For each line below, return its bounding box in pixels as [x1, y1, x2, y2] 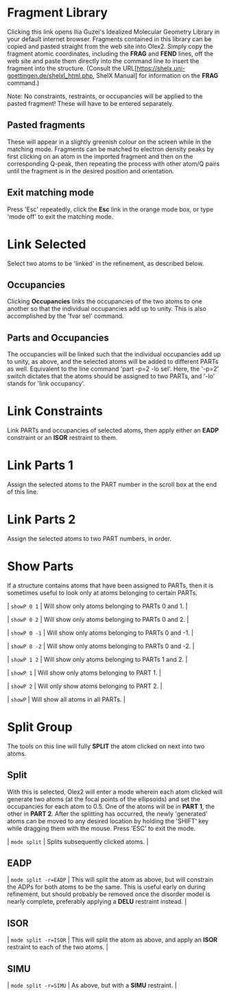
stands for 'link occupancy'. [7, 380, 86, 388]
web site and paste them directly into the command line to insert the [7, 56, 200, 65]
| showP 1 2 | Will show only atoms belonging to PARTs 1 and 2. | [7, 655, 188, 663]
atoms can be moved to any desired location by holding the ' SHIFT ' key [7, 816, 209, 825]
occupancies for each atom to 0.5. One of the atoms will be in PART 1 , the [7, 802, 215, 810]
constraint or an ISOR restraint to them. [7, 433, 118, 442]
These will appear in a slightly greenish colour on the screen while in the [7, 138, 211, 146]
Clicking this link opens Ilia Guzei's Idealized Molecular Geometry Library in [7, 28, 220, 36]
